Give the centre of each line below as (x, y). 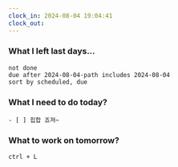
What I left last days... (52, 51)
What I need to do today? (58, 102)
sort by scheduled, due (48, 82)
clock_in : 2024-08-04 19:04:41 (61, 16)
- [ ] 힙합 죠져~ (34, 120)
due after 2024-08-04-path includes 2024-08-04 (89, 75)
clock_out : (26, 23)
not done (23, 68)
